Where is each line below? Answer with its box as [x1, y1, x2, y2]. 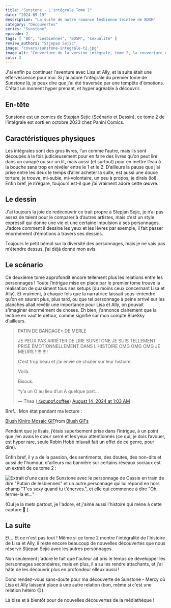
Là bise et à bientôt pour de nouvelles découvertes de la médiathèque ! [5, 597, 155, 603]
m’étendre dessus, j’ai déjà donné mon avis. [5, 246, 97, 252]
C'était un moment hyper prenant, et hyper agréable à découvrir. [5, 85, 141, 92]
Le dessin [5, 195, 37, 204]
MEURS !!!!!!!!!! [17, 349, 48, 355]
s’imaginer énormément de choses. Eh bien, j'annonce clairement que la [5, 307, 157, 313]
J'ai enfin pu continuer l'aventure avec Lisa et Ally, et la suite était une [5, 69, 152, 75]
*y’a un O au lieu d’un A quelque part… [17, 388, 99, 394]
